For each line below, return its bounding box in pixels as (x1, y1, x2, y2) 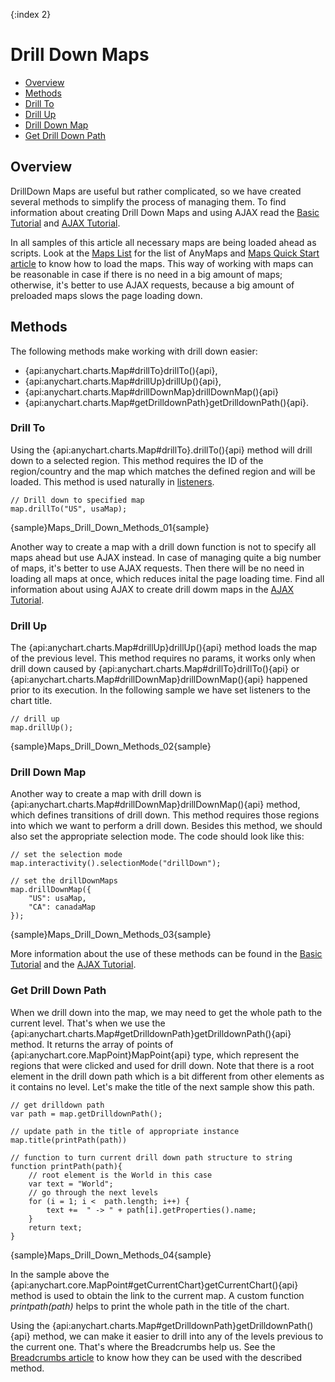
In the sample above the (10, 1268, 110, 1280)
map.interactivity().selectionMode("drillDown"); (10, 859, 222, 869)
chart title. (10, 695, 53, 707)
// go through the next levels (28, 1187, 159, 1198)
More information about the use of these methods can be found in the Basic (10, 948, 323, 960)
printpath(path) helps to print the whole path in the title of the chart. (10, 1300, 290, 1312)
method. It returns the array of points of (10, 1038, 174, 1050)
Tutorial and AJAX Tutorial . (10, 217, 121, 229)
